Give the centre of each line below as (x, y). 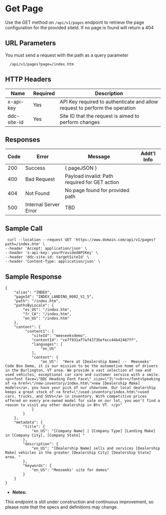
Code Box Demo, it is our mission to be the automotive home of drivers (82, 366)
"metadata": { (28, 422)
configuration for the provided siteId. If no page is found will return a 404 (80, 27)
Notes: (19, 492)
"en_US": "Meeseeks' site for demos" (70, 470)
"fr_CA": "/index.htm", (47, 314)
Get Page (24, 9)
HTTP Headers (28, 79)
